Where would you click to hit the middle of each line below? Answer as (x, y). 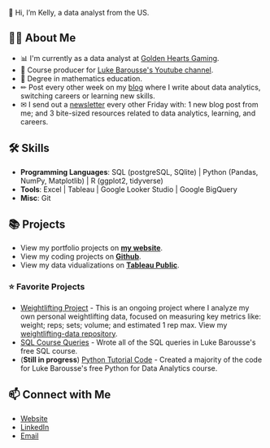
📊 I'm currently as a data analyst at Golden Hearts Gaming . (120, 58)
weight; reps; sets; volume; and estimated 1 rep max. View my (124, 324)
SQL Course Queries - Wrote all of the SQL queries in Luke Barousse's (138, 342)
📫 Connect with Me (60, 395)
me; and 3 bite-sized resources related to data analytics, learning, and (138, 113)
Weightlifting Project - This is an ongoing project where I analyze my (135, 307)
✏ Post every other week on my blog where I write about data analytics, (140, 87)
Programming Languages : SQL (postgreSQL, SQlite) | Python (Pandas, (139, 172)
